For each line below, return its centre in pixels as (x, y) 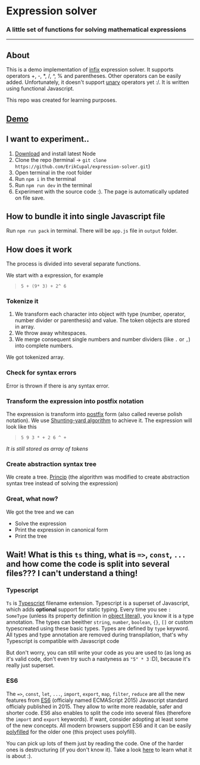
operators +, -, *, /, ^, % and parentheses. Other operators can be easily (94, 76)
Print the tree (31, 536)
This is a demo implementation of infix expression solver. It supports (90, 70)
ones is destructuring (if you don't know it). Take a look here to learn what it (99, 750)
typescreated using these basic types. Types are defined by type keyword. (98, 629)
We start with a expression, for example (55, 276)
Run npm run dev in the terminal (53, 185)
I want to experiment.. (48, 139)
